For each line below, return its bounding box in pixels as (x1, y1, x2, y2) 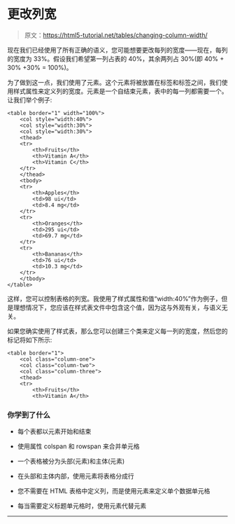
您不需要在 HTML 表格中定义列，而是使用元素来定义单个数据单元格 (17, 487, 211, 495)
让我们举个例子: (7, 95, 52, 104)
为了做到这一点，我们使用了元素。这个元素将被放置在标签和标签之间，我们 (7, 78, 222, 86)
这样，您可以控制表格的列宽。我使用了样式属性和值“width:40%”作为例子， (7, 294, 222, 303)
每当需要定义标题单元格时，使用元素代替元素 (17, 502, 147, 510)
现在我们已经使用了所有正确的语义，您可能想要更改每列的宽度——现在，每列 (7, 46, 228, 54)
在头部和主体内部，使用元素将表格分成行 (17, 472, 134, 481)
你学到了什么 (7, 410, 51, 420)
